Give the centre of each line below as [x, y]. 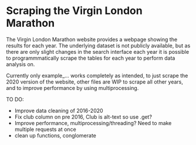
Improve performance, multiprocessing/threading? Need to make [93, 123]
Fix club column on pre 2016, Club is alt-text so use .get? [83, 117]
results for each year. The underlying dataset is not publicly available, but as [98, 46]
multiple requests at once [45, 129]
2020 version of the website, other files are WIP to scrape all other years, [94, 82]
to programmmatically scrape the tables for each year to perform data [91, 58]
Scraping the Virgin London [74, 11]
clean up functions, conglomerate [55, 135]
